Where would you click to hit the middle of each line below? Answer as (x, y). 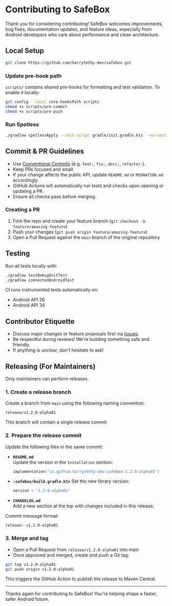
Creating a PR (23, 210)
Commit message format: (32, 516)
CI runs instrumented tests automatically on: (52, 290)
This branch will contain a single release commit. (57, 422)
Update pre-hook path (34, 76)
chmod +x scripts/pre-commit (36, 106)
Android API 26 (29, 300)
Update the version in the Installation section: (63, 462)
